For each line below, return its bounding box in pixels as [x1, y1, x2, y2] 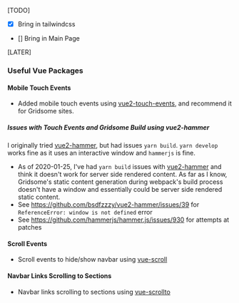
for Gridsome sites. [17, 107, 74, 115]
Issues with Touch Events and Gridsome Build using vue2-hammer [7, 123, 210, 131]
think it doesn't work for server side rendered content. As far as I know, [17, 170, 228, 179]
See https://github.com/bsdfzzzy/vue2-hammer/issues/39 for [17, 200, 200, 209]
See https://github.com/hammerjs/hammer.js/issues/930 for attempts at [17, 215, 230, 224]
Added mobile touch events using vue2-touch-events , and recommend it [17, 99, 232, 108]
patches [17, 223, 42, 232]
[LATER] [7, 48, 32, 56]
